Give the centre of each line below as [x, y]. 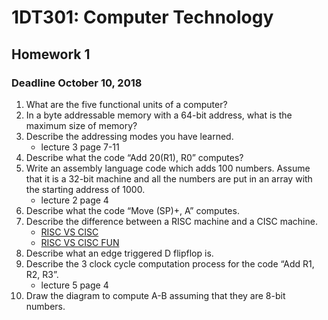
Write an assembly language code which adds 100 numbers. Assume [168, 168]
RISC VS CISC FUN [80, 242]
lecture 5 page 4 [74, 285]
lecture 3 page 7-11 [80, 147]
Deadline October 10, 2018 [77, 83]
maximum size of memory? [81, 125]
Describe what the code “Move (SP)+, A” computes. [132, 210]
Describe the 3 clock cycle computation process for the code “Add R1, [170, 263]
